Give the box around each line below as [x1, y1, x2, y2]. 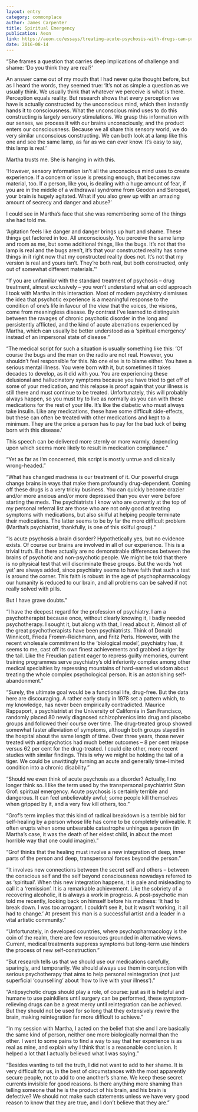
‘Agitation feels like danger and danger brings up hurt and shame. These [6, 228, 181, 235]
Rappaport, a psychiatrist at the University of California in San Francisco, [6, 707, 183, 715]
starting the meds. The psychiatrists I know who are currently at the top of [6, 498, 187, 506]
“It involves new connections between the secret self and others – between [6, 866, 189, 873]
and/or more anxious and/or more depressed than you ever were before [6, 492, 181, 499]
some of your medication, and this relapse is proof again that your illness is [6, 382, 189, 390]
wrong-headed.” [6, 462, 46, 469]
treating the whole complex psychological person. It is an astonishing [6, 671, 174, 678]
